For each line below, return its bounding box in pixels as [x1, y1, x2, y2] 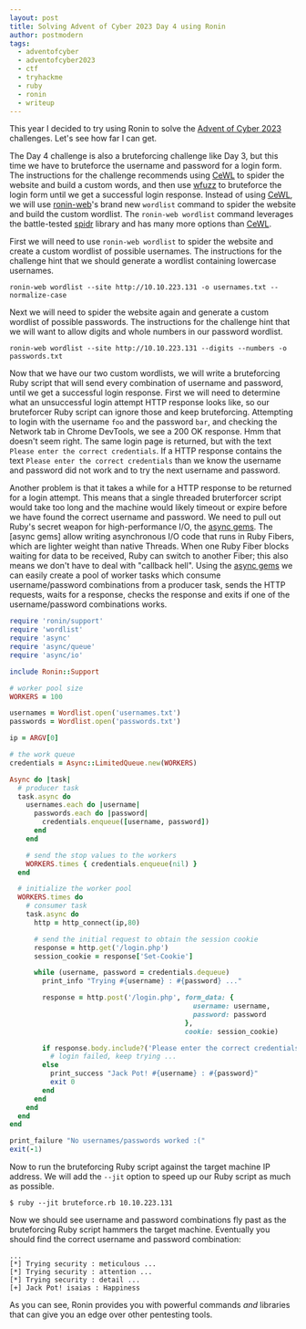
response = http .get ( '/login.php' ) [33, 943, 169, 952]
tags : [9, 38, 30, 48]
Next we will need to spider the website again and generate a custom [9, 307, 270, 318]
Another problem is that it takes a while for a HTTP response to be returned [9, 483, 292, 494]
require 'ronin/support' [9, 617, 104, 626]
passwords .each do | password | [33, 809, 148, 818]
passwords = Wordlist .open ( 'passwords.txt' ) [9, 717, 181, 727]
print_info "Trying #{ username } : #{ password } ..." [42, 977, 243, 986]
